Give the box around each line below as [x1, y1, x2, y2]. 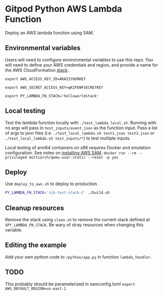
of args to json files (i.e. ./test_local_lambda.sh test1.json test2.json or [5, 130, 155, 136]
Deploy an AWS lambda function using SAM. [5, 30, 94, 35]
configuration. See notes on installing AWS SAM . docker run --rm [5, 150, 137, 156]
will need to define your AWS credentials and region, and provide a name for [5, 62, 158, 68]
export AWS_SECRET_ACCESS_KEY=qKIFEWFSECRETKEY [5, 85, 104, 90]
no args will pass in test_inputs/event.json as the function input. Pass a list [5, 125, 158, 131]
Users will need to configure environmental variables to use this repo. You [5, 57, 153, 63]
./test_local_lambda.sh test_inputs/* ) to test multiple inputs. [5, 135, 131, 141]
